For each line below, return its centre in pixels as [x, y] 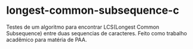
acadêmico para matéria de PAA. [47, 39]
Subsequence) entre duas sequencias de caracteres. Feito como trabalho [96, 33]
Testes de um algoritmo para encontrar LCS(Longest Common [83, 27]
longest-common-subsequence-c [93, 10]
